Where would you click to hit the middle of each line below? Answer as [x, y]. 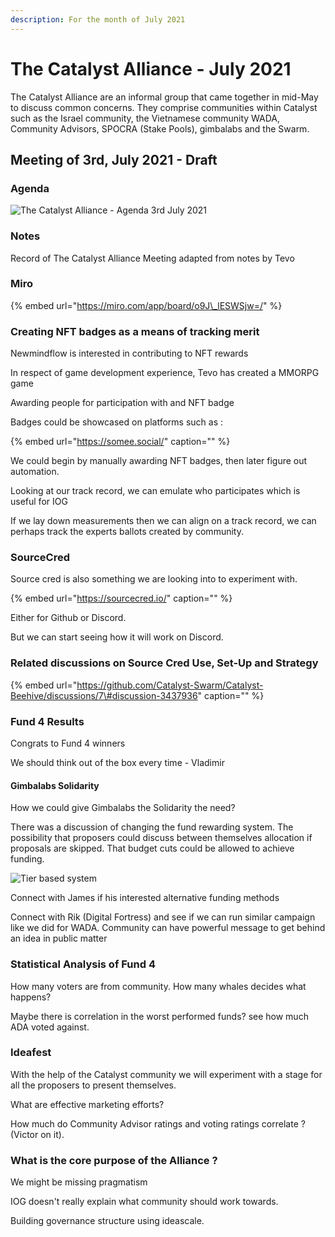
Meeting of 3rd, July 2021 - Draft [114, 159]
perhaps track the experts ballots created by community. [127, 532]
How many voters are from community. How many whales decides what [158, 986]
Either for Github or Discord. [68, 618]
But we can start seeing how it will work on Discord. [117, 637]
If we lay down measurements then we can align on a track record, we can [163, 521]
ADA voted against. [50, 1027]
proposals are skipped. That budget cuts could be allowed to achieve [152, 848]
